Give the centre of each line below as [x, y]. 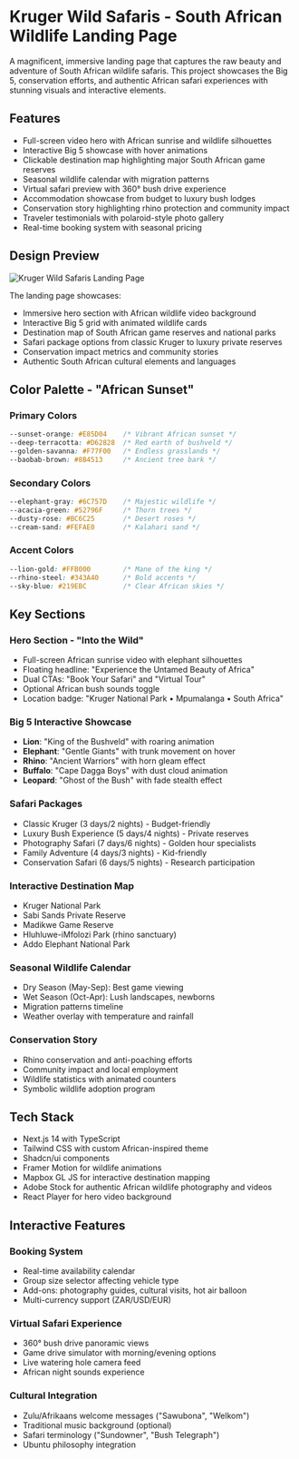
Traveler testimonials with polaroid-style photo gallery [123, 217]
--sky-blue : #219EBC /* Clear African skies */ [117, 586]
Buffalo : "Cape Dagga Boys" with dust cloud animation [125, 771]
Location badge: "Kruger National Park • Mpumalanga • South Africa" [153, 699]
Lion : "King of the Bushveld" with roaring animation [118, 742]
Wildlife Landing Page [93, 36]
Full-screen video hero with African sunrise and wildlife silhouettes [147, 140]
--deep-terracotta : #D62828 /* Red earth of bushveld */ [121, 443]
